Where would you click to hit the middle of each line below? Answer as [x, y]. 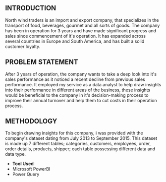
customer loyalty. [23, 46]
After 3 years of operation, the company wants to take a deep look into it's [81, 74]
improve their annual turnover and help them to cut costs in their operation [81, 100]
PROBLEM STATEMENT [42, 62]
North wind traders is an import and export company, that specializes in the [82, 20]
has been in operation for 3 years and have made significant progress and [81, 30]
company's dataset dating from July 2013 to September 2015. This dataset [81, 138]
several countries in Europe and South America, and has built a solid [75, 41]
